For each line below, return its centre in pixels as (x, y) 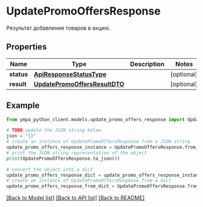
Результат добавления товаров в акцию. (58, 28)
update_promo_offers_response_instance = (59, 147)
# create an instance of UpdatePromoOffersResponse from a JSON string (98, 142)
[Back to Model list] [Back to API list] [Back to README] (76, 198)
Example (23, 106)
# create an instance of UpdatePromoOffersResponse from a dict (89, 181)
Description (147, 64)
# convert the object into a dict (50, 169)
